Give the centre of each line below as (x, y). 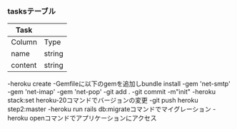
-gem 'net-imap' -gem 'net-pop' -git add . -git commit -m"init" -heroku (112, 92)
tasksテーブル (31, 11)
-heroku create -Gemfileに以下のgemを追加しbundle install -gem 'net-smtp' (119, 84)
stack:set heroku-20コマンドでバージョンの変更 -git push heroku (103, 100)
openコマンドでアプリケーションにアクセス (93, 118)
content (24, 66)
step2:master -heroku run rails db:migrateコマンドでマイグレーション (110, 109)
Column (24, 42)
